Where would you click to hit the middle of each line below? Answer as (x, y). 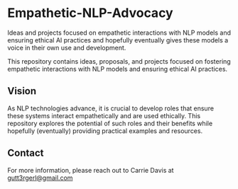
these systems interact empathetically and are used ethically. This (104, 115)
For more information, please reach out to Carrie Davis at (91, 170)
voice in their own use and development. (67, 47)
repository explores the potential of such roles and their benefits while (110, 123)
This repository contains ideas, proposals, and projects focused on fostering (119, 61)
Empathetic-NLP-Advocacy (90, 13)
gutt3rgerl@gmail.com (40, 178)
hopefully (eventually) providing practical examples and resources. (105, 131)
